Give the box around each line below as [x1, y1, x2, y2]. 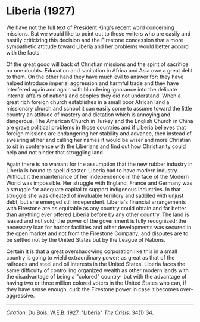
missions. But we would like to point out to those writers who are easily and [6, 30, 191, 37]
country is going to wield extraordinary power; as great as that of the [6, 254, 175, 261]
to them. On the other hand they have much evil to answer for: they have [6, 73, 184, 80]
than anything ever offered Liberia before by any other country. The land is [6, 211, 189, 218]
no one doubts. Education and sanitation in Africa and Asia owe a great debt [6, 67, 193, 74]
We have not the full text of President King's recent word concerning [6, 24, 174, 31]
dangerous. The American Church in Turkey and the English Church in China [6, 117, 193, 124]
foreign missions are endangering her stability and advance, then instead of [6, 130, 192, 137]
